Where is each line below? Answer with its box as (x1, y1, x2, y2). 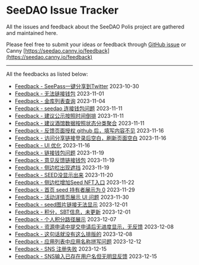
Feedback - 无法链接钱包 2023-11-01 (14, 90, 105, 97)
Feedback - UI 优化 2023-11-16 (14, 141, 91, 148)
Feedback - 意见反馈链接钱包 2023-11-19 (14, 156, 115, 163)
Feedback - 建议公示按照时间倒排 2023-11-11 (14, 112, 124, 119)
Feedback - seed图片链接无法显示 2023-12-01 (14, 201, 128, 208)
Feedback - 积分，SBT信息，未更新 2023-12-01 (14, 208, 131, 215)
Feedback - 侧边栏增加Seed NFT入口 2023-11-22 (14, 179, 135, 186)
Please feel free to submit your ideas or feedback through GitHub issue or (6, 41, 187, 48)
